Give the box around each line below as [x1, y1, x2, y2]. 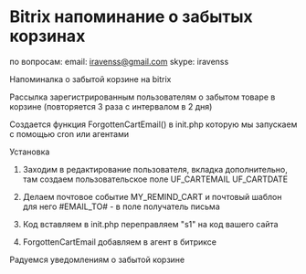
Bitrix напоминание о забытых [9, 6, 253, 27]
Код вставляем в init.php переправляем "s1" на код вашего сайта [22, 218, 279, 229]
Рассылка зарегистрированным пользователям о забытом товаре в [9, 91, 276, 102]
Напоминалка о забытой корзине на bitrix [9, 73, 172, 84]
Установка [9, 146, 50, 157]
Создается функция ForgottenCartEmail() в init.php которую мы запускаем [9, 119, 298, 130]
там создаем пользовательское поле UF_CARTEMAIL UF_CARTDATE [22, 174, 289, 184]
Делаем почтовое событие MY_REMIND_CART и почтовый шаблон [22, 191, 282, 202]
